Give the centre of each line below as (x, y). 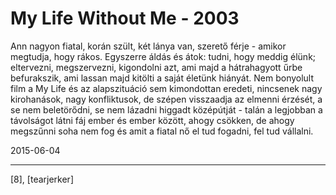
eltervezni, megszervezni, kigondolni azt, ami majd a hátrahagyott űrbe (156, 67)
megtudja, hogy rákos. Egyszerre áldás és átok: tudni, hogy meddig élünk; (163, 56)
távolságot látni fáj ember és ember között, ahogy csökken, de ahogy (152, 120)
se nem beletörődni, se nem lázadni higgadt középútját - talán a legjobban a (166, 109)
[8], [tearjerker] (42, 179)
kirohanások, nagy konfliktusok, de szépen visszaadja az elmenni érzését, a (166, 99)
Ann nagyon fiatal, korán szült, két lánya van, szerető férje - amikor (148, 46)
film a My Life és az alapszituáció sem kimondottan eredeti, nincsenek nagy (166, 88)
